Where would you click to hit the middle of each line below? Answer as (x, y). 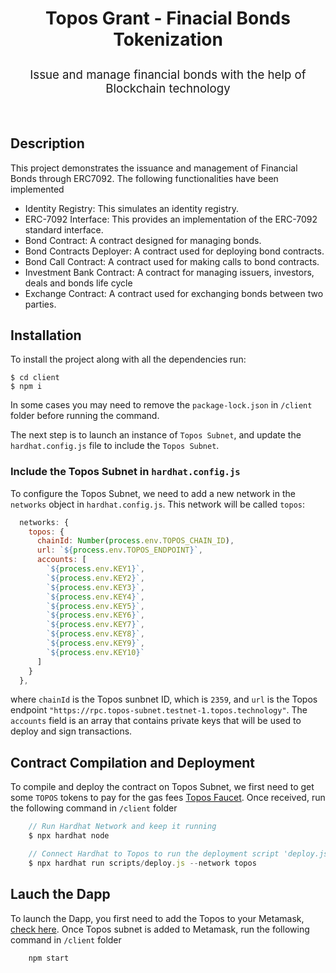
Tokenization (168, 39)
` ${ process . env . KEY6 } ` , (95, 615)
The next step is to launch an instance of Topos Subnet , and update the (156, 435)
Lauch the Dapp (60, 894)
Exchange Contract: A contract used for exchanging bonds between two (174, 293)
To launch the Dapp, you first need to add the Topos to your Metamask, (157, 918)
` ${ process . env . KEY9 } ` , (95, 643)
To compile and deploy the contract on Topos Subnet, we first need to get (162, 787)
